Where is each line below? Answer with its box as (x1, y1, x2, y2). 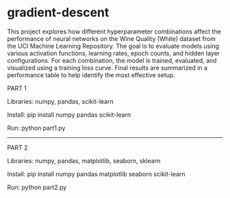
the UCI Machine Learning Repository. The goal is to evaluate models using (7, 42, 219, 50)
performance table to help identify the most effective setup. (7, 70, 176, 79)
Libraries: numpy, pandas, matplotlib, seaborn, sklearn (7, 156, 161, 165)
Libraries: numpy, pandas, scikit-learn (7, 97, 114, 105)
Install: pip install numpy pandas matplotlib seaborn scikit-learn (7, 169, 186, 178)
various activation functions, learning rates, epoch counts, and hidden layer (7, 49, 220, 57)
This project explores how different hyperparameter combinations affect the (7, 27, 221, 36)
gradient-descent (7, 5, 110, 20)
